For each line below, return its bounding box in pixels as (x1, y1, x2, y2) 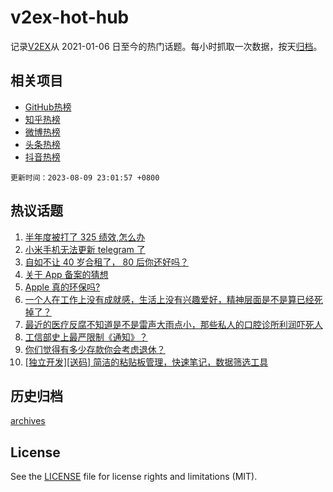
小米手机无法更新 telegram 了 (24, 243, 146, 255)
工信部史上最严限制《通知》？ (24, 331, 148, 343)
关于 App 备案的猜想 (24, 268, 109, 280)
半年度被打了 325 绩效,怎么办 (24, 231, 146, 243)
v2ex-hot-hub (10, 6, 130, 29)
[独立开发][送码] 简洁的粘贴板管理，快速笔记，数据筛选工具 (24, 356, 269, 368)
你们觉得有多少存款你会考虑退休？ (24, 343, 166, 355)
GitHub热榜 (24, 101, 72, 113)
